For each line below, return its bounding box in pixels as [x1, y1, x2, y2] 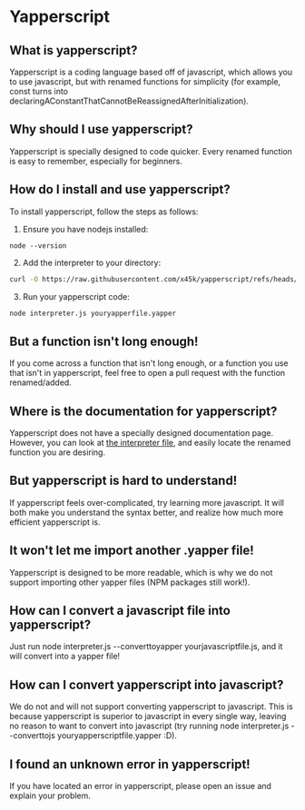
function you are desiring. [9, 447, 106, 458]
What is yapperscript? [9, 43, 138, 58]
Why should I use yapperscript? [9, 122, 193, 137]
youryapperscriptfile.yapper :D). [57, 730, 177, 741]
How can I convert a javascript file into [9, 603, 231, 618]
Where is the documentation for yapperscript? [9, 403, 278, 419]
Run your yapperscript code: [22, 291, 130, 301]
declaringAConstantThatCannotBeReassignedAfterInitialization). [9, 95, 250, 106]
